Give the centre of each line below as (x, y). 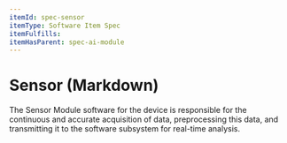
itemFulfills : (35, 34)
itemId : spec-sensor (47, 17)
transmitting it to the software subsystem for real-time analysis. (125, 129)
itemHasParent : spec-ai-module (67, 42)
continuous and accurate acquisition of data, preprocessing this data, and (144, 119)
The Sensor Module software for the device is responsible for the (128, 110)
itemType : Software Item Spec (65, 26)
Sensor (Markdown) (84, 86)
